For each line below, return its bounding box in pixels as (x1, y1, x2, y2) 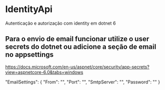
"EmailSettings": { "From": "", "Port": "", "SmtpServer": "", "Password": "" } (5, 79, 160, 85)
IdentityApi (5, 4, 53, 15)
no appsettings (5, 50, 54, 59)
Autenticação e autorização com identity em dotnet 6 (5, 20, 116, 26)
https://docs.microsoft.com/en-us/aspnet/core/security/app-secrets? (5, 64, 150, 70)
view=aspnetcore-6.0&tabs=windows (5, 69, 83, 75)
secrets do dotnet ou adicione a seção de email (5, 43, 156, 51)
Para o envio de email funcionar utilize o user (5, 35, 150, 43)
